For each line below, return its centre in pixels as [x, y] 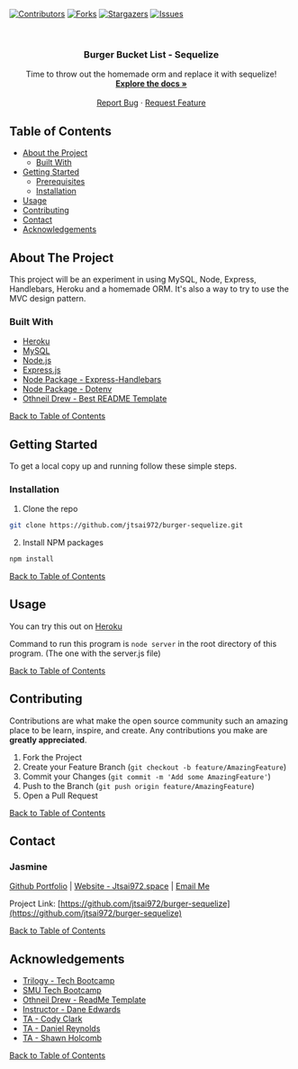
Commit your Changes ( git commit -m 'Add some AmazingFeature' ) [147, 776]
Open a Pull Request [60, 795]
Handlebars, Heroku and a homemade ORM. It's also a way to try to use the [149, 289]
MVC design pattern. [48, 298]
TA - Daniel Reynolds [61, 1029]
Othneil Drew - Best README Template [95, 399]
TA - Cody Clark [52, 1019]
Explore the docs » [151, 84]
